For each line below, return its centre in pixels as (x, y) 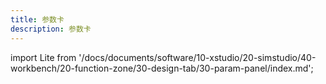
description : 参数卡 (51, 29)
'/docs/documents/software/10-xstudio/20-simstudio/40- (197, 57)
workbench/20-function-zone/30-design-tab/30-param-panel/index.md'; (162, 68)
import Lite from (43, 57)
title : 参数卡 (37, 19)
